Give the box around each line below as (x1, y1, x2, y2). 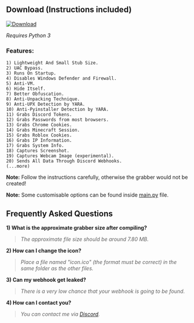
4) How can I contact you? (6, 299, 72, 306)
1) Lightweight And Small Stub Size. (6, 60, 99, 66)
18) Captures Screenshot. (6, 148, 69, 154)
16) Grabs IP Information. (6, 138, 72, 143)
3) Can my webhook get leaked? (6, 276, 86, 283)
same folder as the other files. (20, 265, 94, 272)
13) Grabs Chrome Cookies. (6, 122, 72, 128)
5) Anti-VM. (6, 81, 35, 87)
